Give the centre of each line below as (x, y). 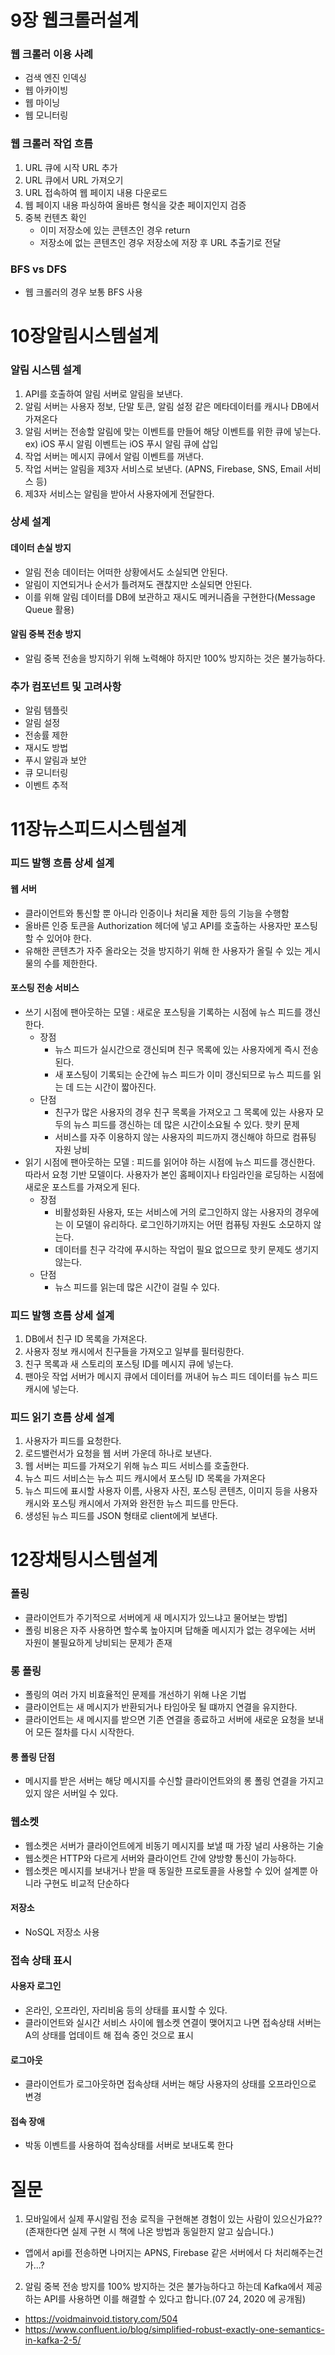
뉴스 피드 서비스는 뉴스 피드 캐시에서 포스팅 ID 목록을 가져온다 (145, 1478)
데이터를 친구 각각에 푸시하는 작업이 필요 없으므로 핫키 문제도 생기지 (187, 1249)
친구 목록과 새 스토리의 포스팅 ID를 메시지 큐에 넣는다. (129, 1364)
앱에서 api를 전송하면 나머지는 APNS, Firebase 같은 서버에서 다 (148, 2253)
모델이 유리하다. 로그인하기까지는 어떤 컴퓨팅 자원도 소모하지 (194, 1224)
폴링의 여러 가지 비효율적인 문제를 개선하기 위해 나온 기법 (135, 1695)
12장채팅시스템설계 (84, 1560)
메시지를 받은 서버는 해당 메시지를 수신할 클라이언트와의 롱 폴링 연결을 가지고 (174, 1781)
